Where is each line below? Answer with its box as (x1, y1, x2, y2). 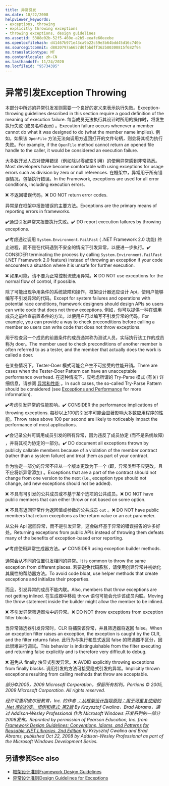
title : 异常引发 (5, 7, 36, 13)
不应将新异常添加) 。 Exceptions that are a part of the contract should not (5, 469, 156, 475)
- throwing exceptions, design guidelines (5, 31, 96, 36)
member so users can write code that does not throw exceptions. (5, 324, 141, 330)
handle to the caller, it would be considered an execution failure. (5, 148, 139, 154)
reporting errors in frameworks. (5, 208, 71, 215)
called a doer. (5, 352, 34, 358)
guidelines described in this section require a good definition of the (24, 111, 164, 117)
